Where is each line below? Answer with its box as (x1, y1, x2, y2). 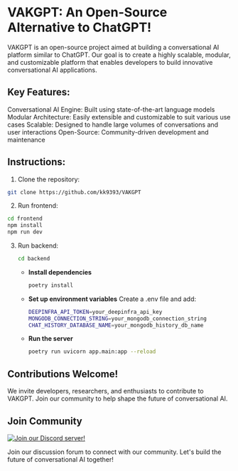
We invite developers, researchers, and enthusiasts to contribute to (7, 387, 204, 396)
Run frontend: (17, 201, 58, 210)
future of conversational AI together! (7, 455, 114, 463)
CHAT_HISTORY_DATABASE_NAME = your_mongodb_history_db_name (28, 322, 204, 329)
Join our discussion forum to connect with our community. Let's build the (7, 448, 222, 456)
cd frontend (7, 215, 43, 223)
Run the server (28, 334, 73, 343)
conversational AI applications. (7, 65, 97, 74)
